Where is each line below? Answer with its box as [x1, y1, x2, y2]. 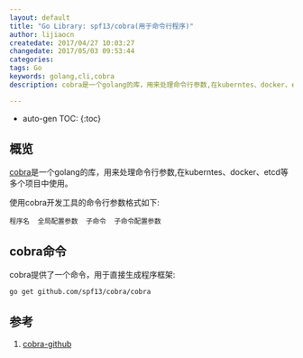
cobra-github [22, 339, 72, 350]
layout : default [9, 13, 70, 23]
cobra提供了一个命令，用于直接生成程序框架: [9, 270, 176, 280]
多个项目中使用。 [9, 178, 73, 189]
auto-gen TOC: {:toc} [22, 113, 102, 124]
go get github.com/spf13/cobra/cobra [9, 288, 151, 297]
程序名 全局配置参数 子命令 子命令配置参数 [9, 217, 161, 226]
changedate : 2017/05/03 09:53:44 [9, 47, 135, 56]
